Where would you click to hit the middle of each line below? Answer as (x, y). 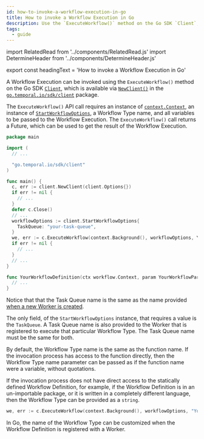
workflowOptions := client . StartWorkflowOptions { (76, 221)
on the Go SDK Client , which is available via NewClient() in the (85, 88)
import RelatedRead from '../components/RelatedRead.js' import (86, 52)
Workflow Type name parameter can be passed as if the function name (95, 362)
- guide (22, 35)
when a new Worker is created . (45, 306)
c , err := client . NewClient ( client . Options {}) (72, 187)
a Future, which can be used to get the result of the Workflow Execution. (97, 126)
